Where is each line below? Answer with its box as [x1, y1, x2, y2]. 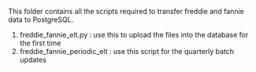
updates [19, 55, 47, 64]
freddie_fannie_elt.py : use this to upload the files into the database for [19, 31, 249, 39]
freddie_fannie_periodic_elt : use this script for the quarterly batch [19, 47, 235, 56]
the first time [19, 38, 61, 48]
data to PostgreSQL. [8, 15, 74, 24]
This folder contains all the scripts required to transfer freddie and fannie [8, 7, 244, 16]
